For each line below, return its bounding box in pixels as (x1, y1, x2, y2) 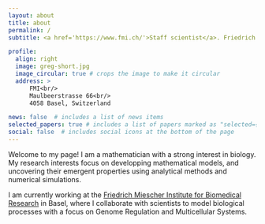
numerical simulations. (8, 174, 81, 184)
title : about (8, 19, 51, 27)
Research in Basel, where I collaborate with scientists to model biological (8, 198, 244, 207)
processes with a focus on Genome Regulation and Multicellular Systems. (8, 207, 247, 216)
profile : (8, 48, 37, 56)
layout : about (8, 11, 55, 20)
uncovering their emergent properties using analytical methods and (8, 166, 227, 176)
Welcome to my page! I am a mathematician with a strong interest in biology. (8, 149, 256, 159)
